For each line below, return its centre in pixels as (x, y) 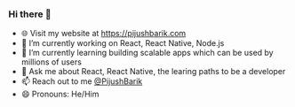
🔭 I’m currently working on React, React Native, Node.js (123, 43)
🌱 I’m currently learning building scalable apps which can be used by (147, 53)
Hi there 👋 (30, 14)
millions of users (51, 62)
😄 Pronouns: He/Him (60, 94)
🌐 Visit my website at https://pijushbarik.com (104, 34)
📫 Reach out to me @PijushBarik (82, 81)
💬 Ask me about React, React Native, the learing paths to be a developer (153, 72)
